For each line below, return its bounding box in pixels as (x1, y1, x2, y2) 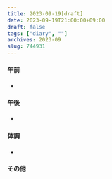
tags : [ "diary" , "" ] (7, 29, 68, 37)
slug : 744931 (7, 43, 46, 50)
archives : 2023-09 (7, 37, 61, 44)
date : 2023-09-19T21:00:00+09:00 (7, 17, 106, 24)
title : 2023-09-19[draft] (7, 10, 83, 18)
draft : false (7, 23, 46, 30)
